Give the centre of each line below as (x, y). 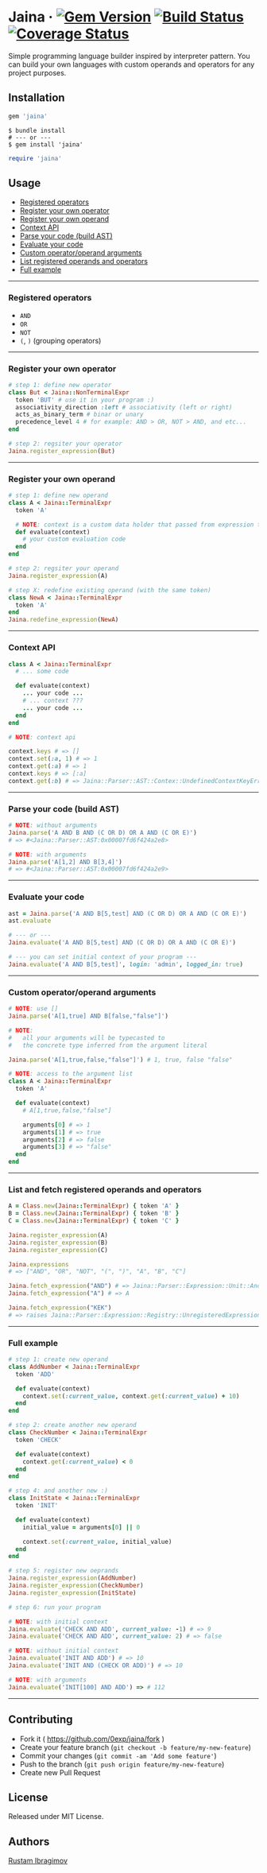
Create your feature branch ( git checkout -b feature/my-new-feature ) (135, 1747)
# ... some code (42, 672)
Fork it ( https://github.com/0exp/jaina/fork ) (92, 1739)
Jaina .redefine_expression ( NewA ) (64, 620)
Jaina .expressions (39, 1264)
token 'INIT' (37, 1506)
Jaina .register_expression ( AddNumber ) (72, 1578)
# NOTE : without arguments (53, 826)
